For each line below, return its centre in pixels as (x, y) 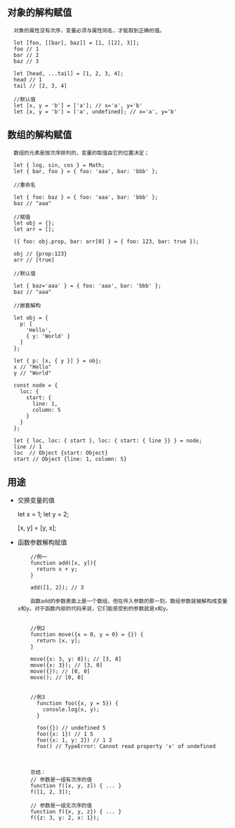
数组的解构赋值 (40, 135)
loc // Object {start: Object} (61, 453)
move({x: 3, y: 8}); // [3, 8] (76, 659)
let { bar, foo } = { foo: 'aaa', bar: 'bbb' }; (86, 171)
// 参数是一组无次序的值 (61, 806)
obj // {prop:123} (41, 254)
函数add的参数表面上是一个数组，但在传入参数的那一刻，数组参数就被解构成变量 (129, 601)
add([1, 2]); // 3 (57, 588)
